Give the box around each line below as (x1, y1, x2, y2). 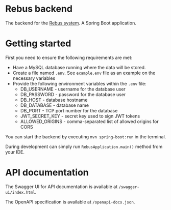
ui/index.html (5, 190, 36, 195)
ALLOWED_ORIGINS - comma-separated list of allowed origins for (20, 118, 159, 125)
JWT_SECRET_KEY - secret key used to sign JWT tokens (20, 113, 140, 119)
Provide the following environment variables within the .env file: (12, 80, 146, 86)
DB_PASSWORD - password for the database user (20, 91, 126, 97)
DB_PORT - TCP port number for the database (20, 107, 118, 113)
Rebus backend (5, 3, 73, 15)
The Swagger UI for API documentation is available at (5, 184, 118, 190)
